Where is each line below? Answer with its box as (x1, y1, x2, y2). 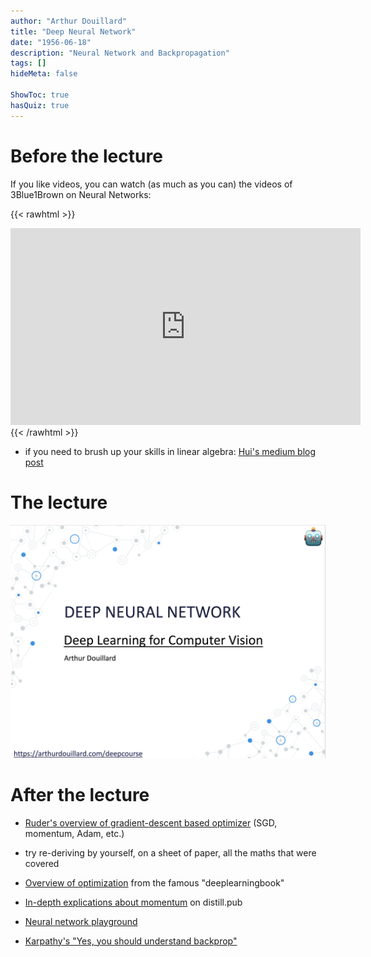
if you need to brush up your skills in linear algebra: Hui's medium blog (24, 445, 317, 457)
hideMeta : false (10, 69, 78, 79)
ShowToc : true (10, 90, 70, 100)
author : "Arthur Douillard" (10, 16, 128, 26)
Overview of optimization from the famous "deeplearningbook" (24, 876, 285, 889)
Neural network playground (24, 915, 138, 927)
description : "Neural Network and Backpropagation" (10, 48, 230, 58)
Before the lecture (10, 145, 163, 167)
